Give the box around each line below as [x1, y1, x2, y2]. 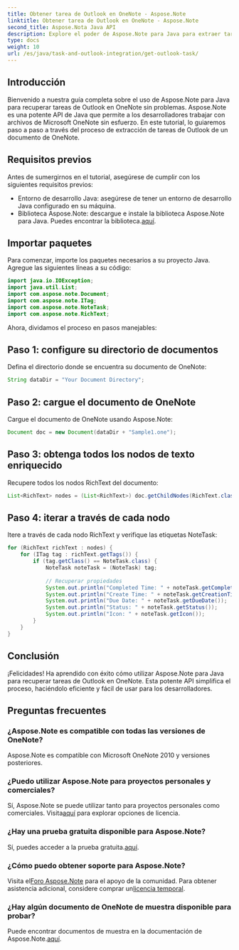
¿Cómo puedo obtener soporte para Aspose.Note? [7, 860, 186, 870]
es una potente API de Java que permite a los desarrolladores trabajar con [7, 110, 225, 119]
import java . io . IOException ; [7, 277, 94, 284]
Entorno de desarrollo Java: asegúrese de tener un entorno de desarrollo [17, 193, 232, 203]
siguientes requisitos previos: [7, 180, 94, 188]
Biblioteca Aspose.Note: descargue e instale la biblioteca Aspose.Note [17, 209, 225, 218]
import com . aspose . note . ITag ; [7, 297, 97, 304]
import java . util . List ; [7, 284, 78, 292]
